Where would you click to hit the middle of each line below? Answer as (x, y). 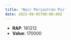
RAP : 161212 (24, 28)
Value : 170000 (27, 33)
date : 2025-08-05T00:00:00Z (34, 14)
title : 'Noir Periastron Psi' (36, 10)
